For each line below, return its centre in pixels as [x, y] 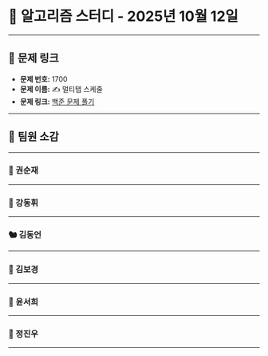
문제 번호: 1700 [43, 79]
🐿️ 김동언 [25, 235]
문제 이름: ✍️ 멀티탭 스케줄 [61, 89]
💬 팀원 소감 [34, 137]
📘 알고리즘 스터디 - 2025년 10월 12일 [124, 16]
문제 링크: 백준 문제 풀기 [57, 102]
